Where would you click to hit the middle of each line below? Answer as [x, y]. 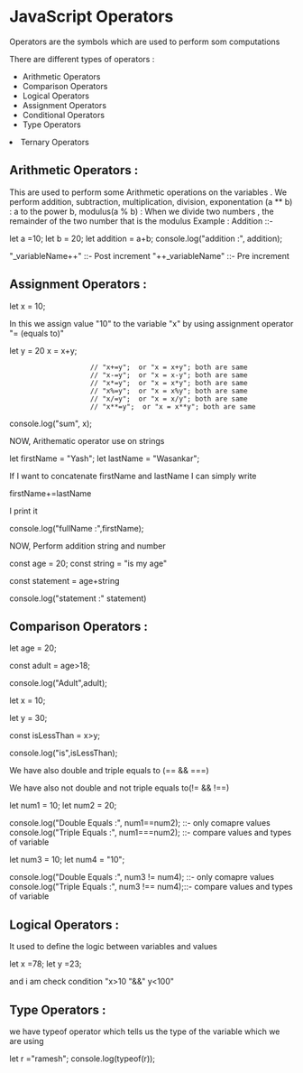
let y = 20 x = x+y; [43, 350]
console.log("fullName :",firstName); [77, 528]
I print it [23, 511]
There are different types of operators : [82, 59]
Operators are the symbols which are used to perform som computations [145, 42]
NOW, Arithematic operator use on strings [87, 440]
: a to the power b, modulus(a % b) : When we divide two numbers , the [142, 211]
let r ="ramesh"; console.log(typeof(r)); [83, 1059]
